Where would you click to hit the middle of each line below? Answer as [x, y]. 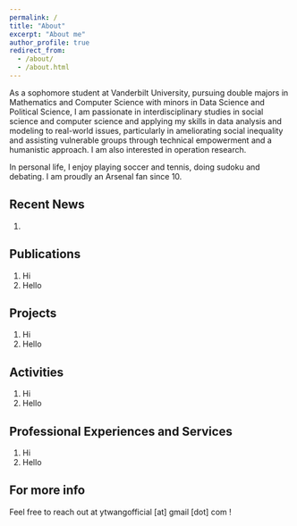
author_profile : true [50, 42]
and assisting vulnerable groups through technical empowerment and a [141, 140]
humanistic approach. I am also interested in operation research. [128, 149]
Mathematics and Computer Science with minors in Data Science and [137, 102]
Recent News [47, 205]
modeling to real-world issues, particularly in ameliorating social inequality [146, 130]
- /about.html [43, 68]
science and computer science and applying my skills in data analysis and [145, 121]
